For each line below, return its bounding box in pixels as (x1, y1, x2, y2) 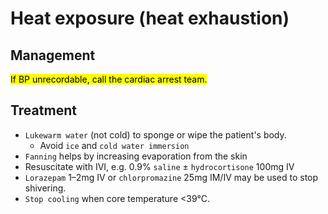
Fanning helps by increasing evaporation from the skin (24, 150, 248, 162)
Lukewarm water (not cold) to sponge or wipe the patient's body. (24, 128, 287, 141)
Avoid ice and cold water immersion (39, 139, 190, 151)
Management (10, 47, 96, 64)
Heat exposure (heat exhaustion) (10, 7, 290, 30)
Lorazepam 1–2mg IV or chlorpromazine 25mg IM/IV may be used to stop (24, 171, 319, 183)
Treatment (10, 102, 77, 119)
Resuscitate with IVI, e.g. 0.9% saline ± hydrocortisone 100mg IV (24, 160, 295, 172)
